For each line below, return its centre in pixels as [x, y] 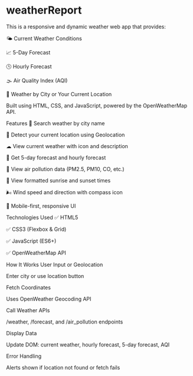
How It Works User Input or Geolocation [55, 264]
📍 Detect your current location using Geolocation [66, 135]
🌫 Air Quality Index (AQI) [37, 80]
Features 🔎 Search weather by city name [55, 123]
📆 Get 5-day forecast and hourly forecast [56, 158]
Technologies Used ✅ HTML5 [42, 217]
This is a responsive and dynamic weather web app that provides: [86, 27]
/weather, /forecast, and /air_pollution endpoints [65, 322]
